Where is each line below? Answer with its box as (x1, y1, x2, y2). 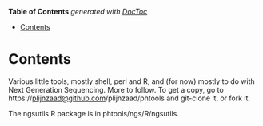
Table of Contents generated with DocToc (8, 7, 148, 16)
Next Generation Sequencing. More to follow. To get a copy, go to (8, 85, 224, 94)
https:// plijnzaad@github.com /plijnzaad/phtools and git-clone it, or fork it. (8, 93, 250, 103)
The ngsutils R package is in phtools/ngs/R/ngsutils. (8, 108, 180, 118)
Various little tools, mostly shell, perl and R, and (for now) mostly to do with (8, 76, 255, 86)
